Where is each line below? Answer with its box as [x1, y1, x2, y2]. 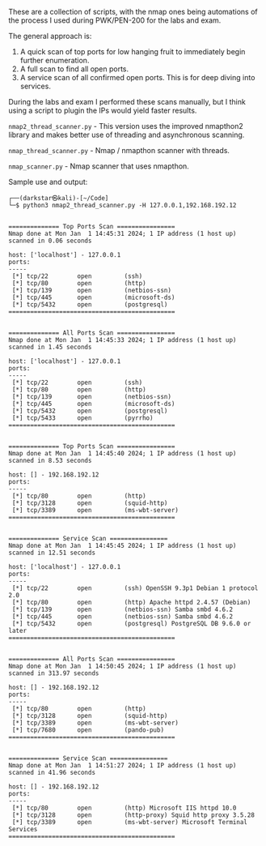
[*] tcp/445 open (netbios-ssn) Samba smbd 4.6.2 [11, 613, 233, 621]
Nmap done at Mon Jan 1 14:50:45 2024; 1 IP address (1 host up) [8, 662, 237, 670]
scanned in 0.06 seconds [8, 237, 92, 245]
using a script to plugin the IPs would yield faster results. [8, 105, 197, 115]
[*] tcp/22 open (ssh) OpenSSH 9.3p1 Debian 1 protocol [11, 584, 259, 592]
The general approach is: [8, 32, 92, 41]
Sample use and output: [8, 177, 88, 186]
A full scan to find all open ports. [19, 64, 129, 74]
